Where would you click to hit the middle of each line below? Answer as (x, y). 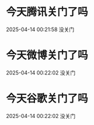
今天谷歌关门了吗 (47, 99)
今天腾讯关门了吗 (47, 12)
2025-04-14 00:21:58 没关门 (40, 29)
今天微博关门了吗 (47, 55)
